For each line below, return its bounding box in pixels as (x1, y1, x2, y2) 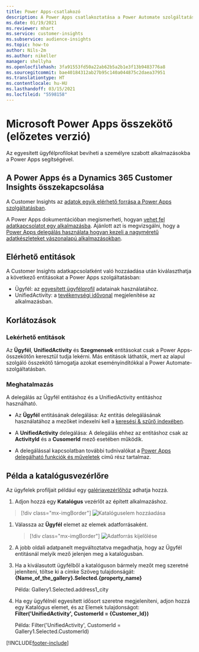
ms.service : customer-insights (6, 31, 84, 37)
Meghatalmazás (6, 380, 54, 388)
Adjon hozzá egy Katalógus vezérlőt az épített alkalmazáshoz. (14, 498, 168, 505)
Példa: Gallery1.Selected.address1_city (14, 586, 109, 593)
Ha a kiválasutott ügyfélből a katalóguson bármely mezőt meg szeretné (14, 562, 189, 569)
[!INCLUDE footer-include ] (6, 640, 69, 647)
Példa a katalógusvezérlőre (6, 470, 109, 481)
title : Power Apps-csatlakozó (6, 8, 81, 15)
